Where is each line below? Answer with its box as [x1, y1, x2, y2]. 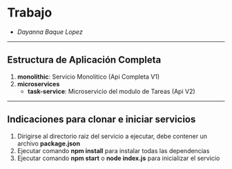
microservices [17, 79, 60, 88]
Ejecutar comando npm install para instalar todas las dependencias [17, 146, 210, 155]
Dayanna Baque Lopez [17, 28, 83, 36]
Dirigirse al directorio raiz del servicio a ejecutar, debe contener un [17, 132, 207, 140]
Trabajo [7, 5, 52, 21]
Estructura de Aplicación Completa [7, 54, 162, 66]
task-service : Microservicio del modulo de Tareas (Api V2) [27, 87, 195, 95]
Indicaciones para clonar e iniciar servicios [7, 114, 196, 126]
